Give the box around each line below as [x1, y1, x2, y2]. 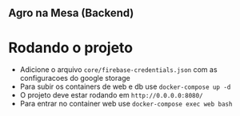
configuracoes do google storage [19, 74, 130, 83]
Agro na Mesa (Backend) [8, 6, 134, 20]
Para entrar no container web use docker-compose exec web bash [19, 99, 233, 109]
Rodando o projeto [8, 38, 134, 57]
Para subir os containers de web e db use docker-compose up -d [19, 82, 231, 91]
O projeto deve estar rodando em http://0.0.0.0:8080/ [19, 90, 203, 100]
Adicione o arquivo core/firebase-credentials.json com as [19, 65, 218, 74]
